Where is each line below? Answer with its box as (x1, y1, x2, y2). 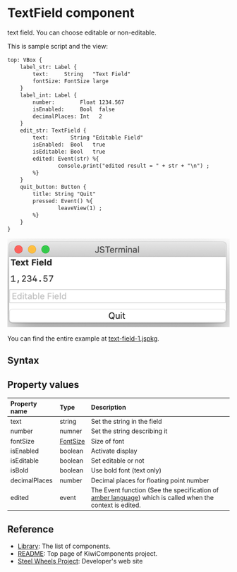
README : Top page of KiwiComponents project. (17, 549, 157, 558)
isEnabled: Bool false (32, 106, 115, 113)
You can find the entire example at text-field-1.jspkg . (7, 334, 160, 343)
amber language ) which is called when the (90, 493, 214, 501)
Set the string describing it (90, 427, 168, 435)
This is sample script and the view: (7, 42, 108, 50)
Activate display (90, 446, 138, 455)
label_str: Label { (20, 63, 78, 71)
